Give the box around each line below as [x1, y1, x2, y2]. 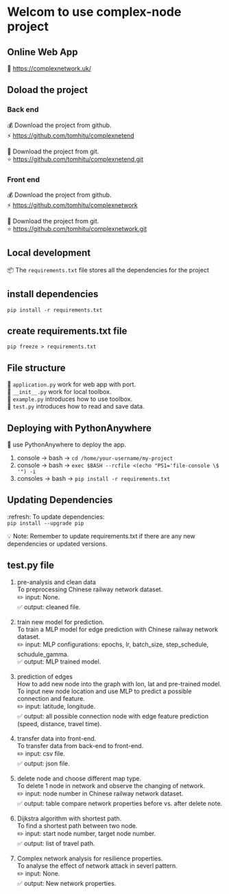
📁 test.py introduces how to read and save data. [7, 402, 145, 411]
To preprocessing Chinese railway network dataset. [16, 585, 163, 593]
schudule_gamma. [16, 650, 69, 658]
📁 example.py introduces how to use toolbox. [7, 395, 132, 403]
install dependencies [7, 288, 99, 300]
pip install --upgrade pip [7, 520, 84, 527]
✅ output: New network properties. [16, 879, 117, 887]
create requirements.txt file [7, 325, 128, 337]
